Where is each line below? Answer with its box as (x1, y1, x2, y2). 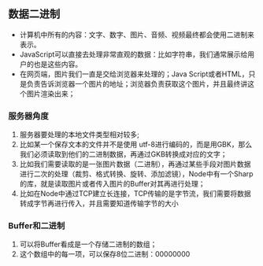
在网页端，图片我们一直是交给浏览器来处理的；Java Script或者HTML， (19, 69, 249, 79)
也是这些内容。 (33, 59, 83, 68)
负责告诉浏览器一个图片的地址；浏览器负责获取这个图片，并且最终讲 (26, 79, 248, 88)
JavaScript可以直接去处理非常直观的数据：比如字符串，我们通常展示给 (19, 50, 248, 59)
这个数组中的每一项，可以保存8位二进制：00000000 (19, 249, 191, 259)
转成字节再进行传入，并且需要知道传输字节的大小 (19, 199, 179, 209)
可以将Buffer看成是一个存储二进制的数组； (19, 239, 157, 249)
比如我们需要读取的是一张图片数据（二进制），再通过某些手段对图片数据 (19, 160, 251, 169)
